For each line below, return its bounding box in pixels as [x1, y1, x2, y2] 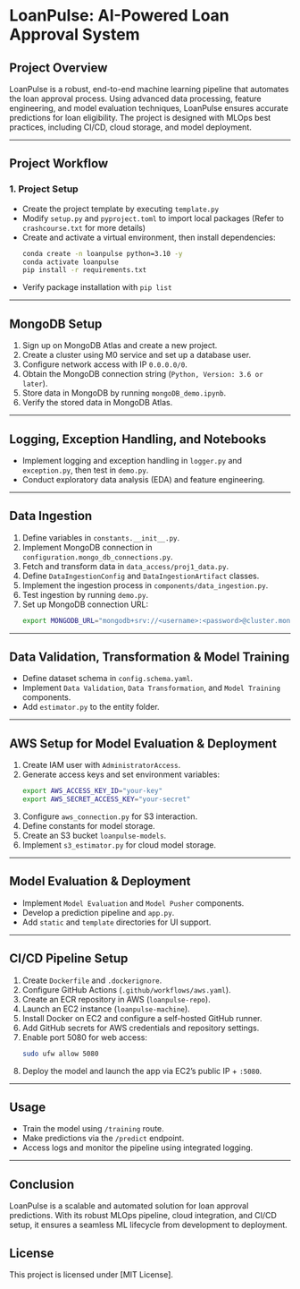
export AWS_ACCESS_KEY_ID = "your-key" [21, 787, 163, 796]
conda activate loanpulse [21, 257, 119, 267]
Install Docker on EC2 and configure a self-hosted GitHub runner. [21, 1012, 262, 1023]
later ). [21, 378, 48, 389]
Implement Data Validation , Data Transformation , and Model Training [21, 682, 281, 694]
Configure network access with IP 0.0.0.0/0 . [21, 359, 187, 370]
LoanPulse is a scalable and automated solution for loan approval [9, 1200, 249, 1211]
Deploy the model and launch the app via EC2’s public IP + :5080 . [21, 1065, 262, 1076]
